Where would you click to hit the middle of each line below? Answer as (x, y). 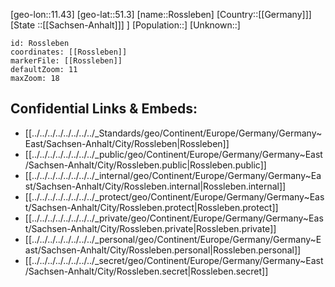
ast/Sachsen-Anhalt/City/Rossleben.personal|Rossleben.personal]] (163, 250)
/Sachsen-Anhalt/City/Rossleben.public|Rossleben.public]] (145, 165)
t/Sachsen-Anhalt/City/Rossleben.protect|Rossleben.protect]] (151, 207)
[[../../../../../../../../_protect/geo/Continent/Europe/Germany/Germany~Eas (174, 196)
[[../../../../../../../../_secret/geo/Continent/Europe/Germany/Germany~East (174, 260)
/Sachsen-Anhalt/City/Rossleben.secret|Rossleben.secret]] (146, 271)
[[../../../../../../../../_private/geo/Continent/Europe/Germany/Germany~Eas (174, 218)
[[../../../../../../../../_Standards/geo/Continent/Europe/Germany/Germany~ (173, 133)
